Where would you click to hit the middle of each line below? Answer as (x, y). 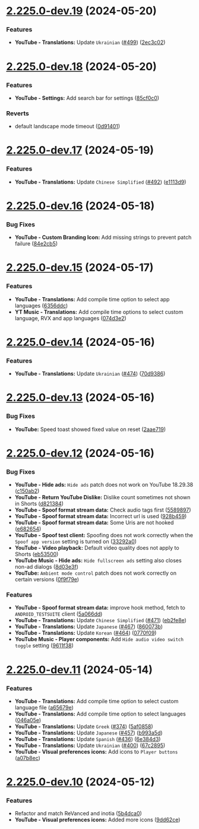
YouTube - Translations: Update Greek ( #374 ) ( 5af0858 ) (84, 726)
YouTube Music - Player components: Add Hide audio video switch (99, 639)
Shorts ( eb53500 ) (37, 554)
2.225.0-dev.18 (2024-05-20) (82, 66)
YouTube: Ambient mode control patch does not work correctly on (96, 573)
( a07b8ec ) (27, 758)
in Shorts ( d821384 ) (39, 504)
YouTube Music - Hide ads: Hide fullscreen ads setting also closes (98, 560)
